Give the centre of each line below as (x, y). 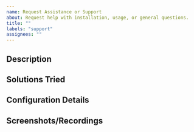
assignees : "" (24, 35)
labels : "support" (29, 29)
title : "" (19, 23)
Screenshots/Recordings (55, 121)
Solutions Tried (36, 79)
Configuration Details (48, 100)
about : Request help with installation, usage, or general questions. (98, 18)
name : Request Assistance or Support (54, 12)
